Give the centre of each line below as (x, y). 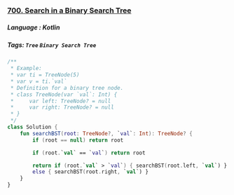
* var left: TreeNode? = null (61, 101)
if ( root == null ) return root (78, 140)
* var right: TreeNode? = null (62, 107)
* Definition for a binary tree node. (67, 88)
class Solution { (33, 127)
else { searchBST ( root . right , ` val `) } (91, 172)
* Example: (26, 69)
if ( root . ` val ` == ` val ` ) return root (89, 153)
